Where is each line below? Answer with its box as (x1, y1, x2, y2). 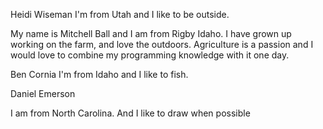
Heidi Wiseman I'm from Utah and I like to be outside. (10, 9, 230, 20)
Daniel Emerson (10, 88, 76, 99)
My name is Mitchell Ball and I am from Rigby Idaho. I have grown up (10, 28, 292, 39)
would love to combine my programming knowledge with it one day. (10, 49, 290, 61)
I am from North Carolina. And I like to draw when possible (10, 107, 251, 119)
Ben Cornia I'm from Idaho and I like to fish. (10, 69, 189, 80)
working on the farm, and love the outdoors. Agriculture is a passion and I (10, 39, 314, 50)
